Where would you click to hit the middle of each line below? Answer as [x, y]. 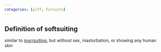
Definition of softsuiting [41, 29]
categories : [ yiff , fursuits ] [35, 9]
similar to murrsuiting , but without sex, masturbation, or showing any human [80, 40]
